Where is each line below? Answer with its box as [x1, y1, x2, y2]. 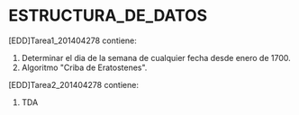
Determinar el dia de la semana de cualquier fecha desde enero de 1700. [21, 52, 292, 63]
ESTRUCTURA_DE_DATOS [8, 5, 208, 26]
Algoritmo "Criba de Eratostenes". [21, 62, 148, 73]
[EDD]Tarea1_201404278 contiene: [8, 35, 137, 46]
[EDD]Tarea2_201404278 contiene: [8, 79, 139, 90]
